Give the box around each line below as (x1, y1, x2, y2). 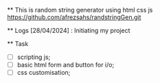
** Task (7, 40, 29, 47)
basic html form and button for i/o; (16, 61, 115, 69)
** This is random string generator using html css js (7, 6, 153, 14)
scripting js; (16, 53, 51, 61)
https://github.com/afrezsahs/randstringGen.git (7, 13, 141, 21)
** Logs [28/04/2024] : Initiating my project (7, 27, 130, 34)
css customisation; (16, 69, 71, 77)
